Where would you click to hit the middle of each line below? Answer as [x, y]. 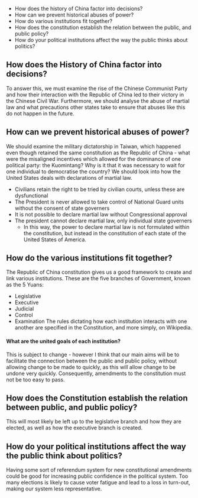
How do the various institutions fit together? [89, 258]
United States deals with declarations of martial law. [69, 177]
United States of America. [55, 240]
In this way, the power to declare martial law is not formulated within [106, 227]
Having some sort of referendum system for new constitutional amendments [99, 470]
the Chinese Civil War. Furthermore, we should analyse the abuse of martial [98, 101]
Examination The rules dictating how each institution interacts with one [101, 321]
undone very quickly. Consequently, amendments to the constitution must [96, 373]
